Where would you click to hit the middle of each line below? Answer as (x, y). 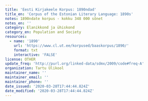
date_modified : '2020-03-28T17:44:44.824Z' (50, 91)
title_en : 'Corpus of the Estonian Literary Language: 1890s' (69, 14)
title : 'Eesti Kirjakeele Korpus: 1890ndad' (51, 9)
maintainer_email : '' (27, 77)
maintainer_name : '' (26, 73)
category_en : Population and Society (43, 32)
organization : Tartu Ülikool (34, 68)
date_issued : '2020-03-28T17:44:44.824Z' (48, 86)
